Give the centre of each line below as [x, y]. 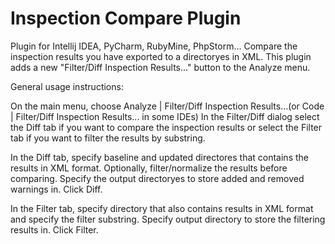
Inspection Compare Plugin [126, 18]
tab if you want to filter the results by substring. [108, 138]
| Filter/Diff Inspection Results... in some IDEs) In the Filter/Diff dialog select [165, 116]
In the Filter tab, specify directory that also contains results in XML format [162, 208]
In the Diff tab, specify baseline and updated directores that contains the [159, 157]
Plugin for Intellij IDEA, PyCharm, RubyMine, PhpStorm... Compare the [154, 46]
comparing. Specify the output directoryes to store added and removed [157, 178]
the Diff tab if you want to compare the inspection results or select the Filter [166, 127]
